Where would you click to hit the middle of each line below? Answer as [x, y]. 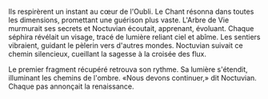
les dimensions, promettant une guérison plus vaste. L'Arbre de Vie [119, 20]
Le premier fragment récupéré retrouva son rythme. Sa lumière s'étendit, [128, 69]
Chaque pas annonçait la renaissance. [71, 86]
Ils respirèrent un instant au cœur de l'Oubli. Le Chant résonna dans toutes [131, 12]
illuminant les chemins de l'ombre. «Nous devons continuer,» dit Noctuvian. [133, 78]
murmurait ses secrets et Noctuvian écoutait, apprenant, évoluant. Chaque [131, 28]
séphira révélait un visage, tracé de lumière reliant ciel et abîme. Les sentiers [134, 37]
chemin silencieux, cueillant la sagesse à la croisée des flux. [107, 54]
